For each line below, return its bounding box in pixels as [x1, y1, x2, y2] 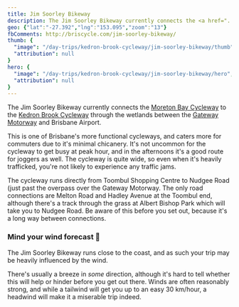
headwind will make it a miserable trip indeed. [7, 292, 142, 301]
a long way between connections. [7, 214, 107, 223]
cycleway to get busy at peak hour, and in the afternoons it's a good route [7, 147, 224, 156]
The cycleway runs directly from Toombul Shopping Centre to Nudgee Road [7, 176, 230, 185]
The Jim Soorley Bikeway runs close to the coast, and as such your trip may [7, 248, 230, 257]
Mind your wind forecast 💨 [7, 232, 101, 242]
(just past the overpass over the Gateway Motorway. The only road [7, 183, 203, 193]
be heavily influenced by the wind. [7, 256, 108, 264]
